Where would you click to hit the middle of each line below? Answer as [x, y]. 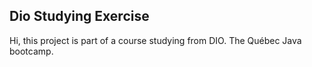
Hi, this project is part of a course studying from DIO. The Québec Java [155, 40]
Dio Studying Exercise [79, 16]
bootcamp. [31, 51]
